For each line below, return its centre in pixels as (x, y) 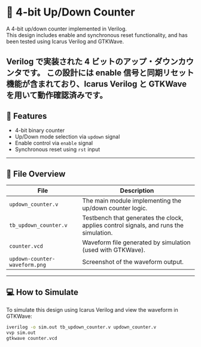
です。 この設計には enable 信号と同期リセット (108, 73)
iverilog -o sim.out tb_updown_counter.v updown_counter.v (81, 327)
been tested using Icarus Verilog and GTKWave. (65, 41)
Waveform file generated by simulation (136, 242)
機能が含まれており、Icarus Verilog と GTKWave (97, 84)
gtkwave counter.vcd (32, 338)
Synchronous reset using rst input (57, 149)
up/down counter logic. (115, 208)
